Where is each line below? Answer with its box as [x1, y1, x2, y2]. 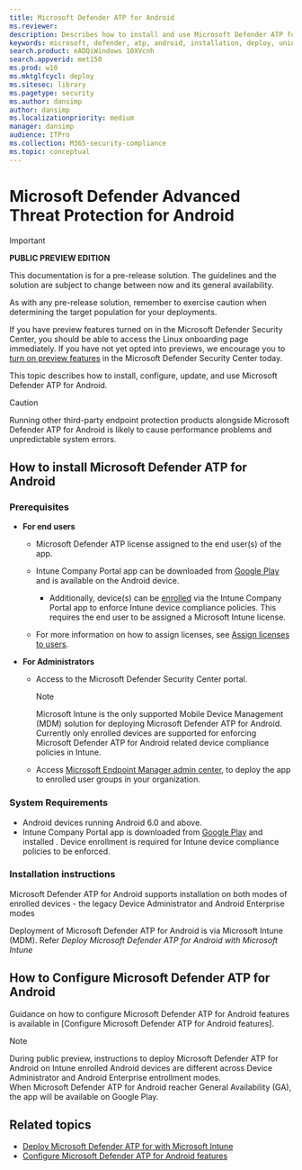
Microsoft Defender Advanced [9, 186, 241, 206]
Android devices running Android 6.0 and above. [22, 817, 202, 828]
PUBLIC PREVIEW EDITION [9, 252, 111, 263]
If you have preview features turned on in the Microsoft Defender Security [9, 323, 283, 334]
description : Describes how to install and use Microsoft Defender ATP [9, 30, 283, 39]
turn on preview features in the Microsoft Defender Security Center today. [9, 352, 283, 363]
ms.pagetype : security [9, 88, 94, 97]
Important [9, 235, 46, 246]
